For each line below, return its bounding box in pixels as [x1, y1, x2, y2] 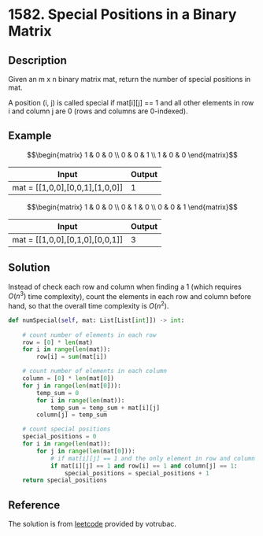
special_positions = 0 [22, 433, 97, 441]
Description [8, 54, 67, 67]
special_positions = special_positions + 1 [64, 469, 210, 477]
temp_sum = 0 [36, 389, 80, 397]
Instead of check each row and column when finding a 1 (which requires [8, 282, 242, 291]
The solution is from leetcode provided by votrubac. [8, 519, 177, 529]
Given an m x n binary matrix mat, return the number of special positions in [8, 75, 251, 83]
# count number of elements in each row [22, 331, 157, 339]
